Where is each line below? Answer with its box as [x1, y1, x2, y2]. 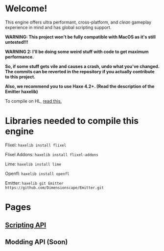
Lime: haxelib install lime [5, 161, 61, 167]
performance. [5, 54, 34, 59]
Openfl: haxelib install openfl [5, 170, 70, 176]
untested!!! [5, 39, 28, 45]
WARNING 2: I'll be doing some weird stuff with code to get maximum [5, 49, 149, 55]
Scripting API [5, 221, 47, 229]
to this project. [5, 74, 36, 80]
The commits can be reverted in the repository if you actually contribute [5, 68, 155, 74]
